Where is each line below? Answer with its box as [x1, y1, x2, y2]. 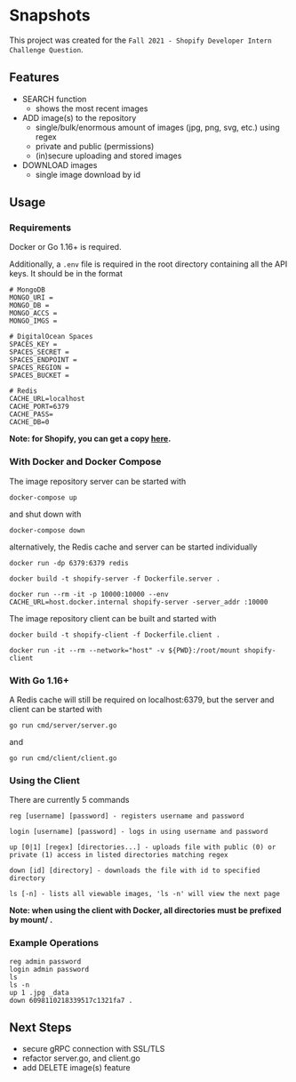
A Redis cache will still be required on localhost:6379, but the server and [9, 694, 275, 705]
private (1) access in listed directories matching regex [9, 851, 228, 860]
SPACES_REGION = [9, 364, 69, 373]
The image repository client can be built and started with [9, 613, 217, 623]
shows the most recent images [35, 103, 148, 114]
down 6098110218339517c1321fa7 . [9, 996, 133, 1005]
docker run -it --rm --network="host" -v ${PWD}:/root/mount [9, 645, 241, 654]
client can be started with [9, 704, 102, 715]
